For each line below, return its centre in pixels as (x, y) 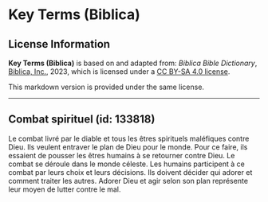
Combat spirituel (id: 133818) (82, 120)
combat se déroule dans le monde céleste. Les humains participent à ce (126, 164)
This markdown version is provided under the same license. (106, 87)
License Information (59, 44)
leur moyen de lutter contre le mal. (65, 189)
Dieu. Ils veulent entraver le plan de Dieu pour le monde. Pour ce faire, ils (128, 147)
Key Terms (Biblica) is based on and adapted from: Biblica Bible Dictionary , (133, 63)
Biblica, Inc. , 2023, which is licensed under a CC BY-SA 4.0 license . (119, 72)
